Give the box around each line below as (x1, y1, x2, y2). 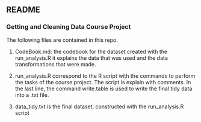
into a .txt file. (14, 91, 49, 98)
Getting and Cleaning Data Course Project (6, 23, 131, 31)
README (6, 5, 40, 15)
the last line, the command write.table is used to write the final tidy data (14, 85, 193, 92)
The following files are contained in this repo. (6, 36, 119, 44)
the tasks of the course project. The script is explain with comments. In (14, 78, 191, 86)
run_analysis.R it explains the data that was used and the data (14, 54, 169, 62)
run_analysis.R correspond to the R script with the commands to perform (14, 72, 196, 80)
